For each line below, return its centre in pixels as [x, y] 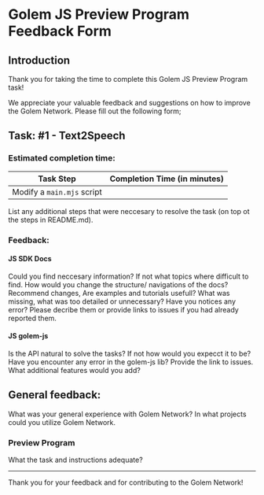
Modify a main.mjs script [57, 192]
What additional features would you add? [75, 371]
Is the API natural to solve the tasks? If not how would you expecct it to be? [130, 354]
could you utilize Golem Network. [62, 422]
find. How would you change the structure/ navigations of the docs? [118, 284]
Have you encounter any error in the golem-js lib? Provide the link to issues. [131, 362]
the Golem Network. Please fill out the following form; [95, 111]
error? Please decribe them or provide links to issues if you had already [124, 309]
